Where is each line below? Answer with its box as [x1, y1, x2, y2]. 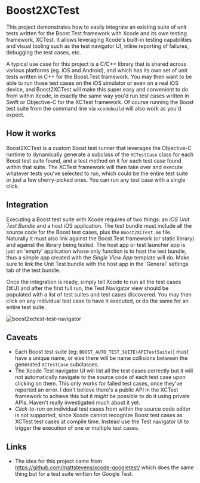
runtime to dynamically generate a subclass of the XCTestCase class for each [6, 151, 194, 158]
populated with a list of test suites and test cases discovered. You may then [6, 291, 192, 298]
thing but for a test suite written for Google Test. [14, 470, 133, 478]
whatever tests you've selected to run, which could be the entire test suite [6, 170, 188, 177]
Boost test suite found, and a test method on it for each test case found [6, 157, 181, 164]
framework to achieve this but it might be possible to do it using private [14, 393, 190, 400]
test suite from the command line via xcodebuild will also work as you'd [6, 105, 181, 112]
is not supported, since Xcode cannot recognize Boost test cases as [14, 412, 183, 419]
